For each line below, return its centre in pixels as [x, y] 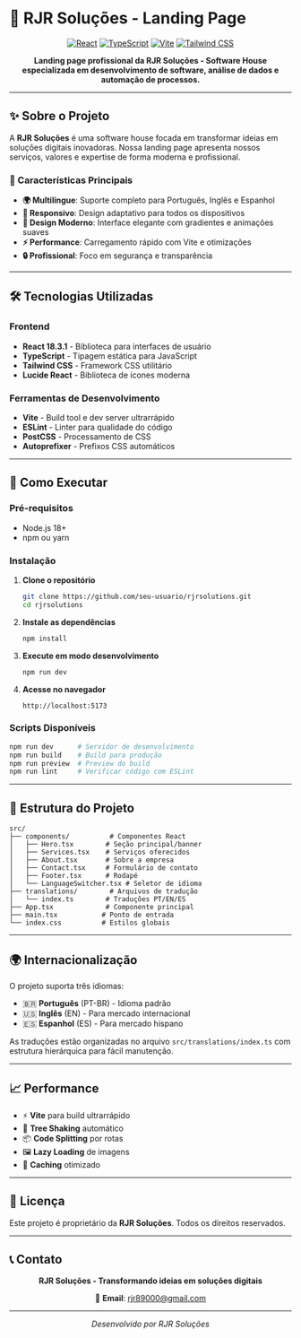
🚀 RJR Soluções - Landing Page [128, 18]
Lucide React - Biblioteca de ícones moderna [106, 375]
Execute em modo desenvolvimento [90, 656]
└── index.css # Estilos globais [90, 923]
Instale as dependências [69, 621]
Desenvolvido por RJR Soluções [150, 1324]
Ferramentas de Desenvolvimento [85, 398]
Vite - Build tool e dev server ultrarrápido [98, 418]
